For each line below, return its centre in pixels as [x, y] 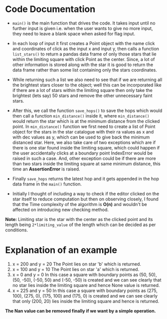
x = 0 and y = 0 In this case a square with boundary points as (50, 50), [84, 274]
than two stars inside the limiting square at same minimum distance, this [86, 163]
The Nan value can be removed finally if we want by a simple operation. [81, 310]
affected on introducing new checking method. [60, 209]
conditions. [17, 230]
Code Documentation [50, 9]
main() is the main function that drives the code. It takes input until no [84, 23]
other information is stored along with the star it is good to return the [83, 64]
